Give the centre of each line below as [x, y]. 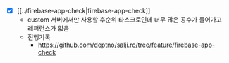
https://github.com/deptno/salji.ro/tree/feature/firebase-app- [126, 45]
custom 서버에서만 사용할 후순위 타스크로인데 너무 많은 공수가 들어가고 [125, 20]
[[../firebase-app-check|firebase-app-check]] [83, 11]
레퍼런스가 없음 [48, 29]
